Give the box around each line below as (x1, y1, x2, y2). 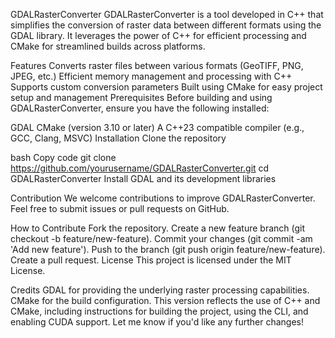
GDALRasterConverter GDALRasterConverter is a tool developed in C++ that (10, 9, 324, 20)
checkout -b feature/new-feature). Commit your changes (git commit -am (10, 233, 313, 244)
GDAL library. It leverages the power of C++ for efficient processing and (10, 30, 307, 41)
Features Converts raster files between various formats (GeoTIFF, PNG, (10, 60, 304, 71)
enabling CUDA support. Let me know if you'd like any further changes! (10, 316, 305, 328)
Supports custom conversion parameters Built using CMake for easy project (10, 81, 323, 93)
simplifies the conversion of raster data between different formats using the (10, 19, 322, 31)
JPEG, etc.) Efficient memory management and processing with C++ (10, 70, 293, 82)
